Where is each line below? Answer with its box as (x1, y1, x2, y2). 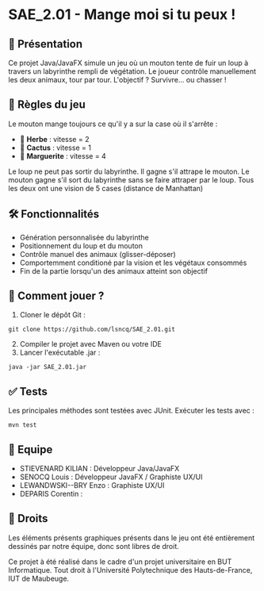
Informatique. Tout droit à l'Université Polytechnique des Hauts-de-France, (8, 565, 253, 574)
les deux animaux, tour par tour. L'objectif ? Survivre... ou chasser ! (8, 75, 227, 84)
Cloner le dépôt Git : (19, 310, 86, 320)
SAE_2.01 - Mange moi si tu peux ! (8, 6, 236, 24)
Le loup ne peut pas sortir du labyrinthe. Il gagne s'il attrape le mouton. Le (8, 167, 250, 176)
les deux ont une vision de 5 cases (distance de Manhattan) (8, 183, 204, 193)
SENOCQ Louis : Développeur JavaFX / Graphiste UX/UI (19, 472, 203, 482)
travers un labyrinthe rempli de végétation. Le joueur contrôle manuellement (8, 67, 256, 76)
